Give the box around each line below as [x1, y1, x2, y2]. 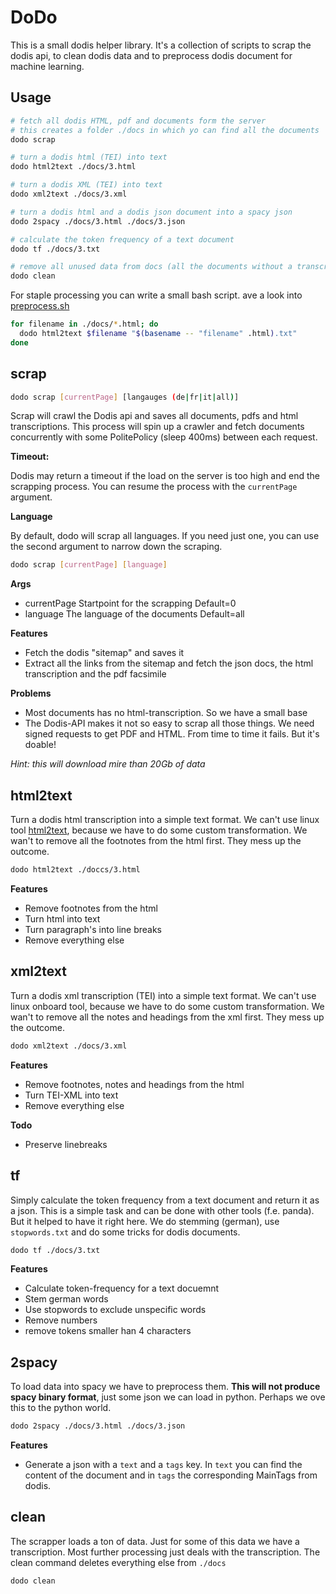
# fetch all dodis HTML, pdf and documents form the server [10, 116, 267, 126]
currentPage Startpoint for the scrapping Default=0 [24, 597, 237, 610]
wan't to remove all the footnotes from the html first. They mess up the [10, 835, 302, 847]
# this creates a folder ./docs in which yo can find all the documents [10, 125, 320, 135]
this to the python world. [10, 1402, 112, 1414]
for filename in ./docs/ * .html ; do [10, 319, 159, 330]
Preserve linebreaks [24, 1138, 108, 1150]
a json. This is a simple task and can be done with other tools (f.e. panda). [10, 1204, 315, 1216]
